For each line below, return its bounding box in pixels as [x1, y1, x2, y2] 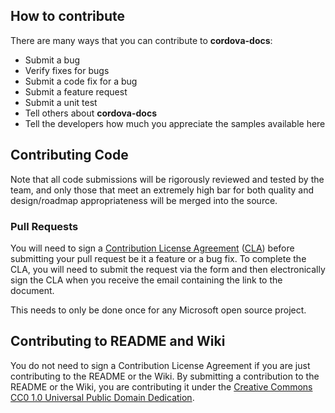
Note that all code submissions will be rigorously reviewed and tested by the [10, 173, 325, 185]
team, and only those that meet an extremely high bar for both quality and [10, 184, 315, 196]
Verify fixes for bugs [24, 64, 110, 76]
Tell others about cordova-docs [24, 107, 158, 119]
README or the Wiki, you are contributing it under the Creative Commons [10, 380, 313, 393]
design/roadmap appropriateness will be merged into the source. [10, 194, 278, 206]
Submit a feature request [24, 85, 128, 98]
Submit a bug [24, 54, 81, 66]
